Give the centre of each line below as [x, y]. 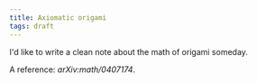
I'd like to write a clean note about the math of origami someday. [128, 51]
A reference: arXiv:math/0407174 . [73, 69]
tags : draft [32, 26]
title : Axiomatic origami [58, 18]
